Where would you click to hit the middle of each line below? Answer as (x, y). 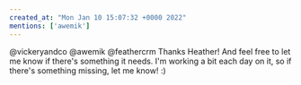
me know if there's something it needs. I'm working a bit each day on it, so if (150, 61)
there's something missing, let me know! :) (88, 70)
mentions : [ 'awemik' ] (50, 26)
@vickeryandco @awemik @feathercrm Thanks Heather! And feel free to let (150, 51)
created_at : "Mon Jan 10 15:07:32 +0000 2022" (98, 17)
